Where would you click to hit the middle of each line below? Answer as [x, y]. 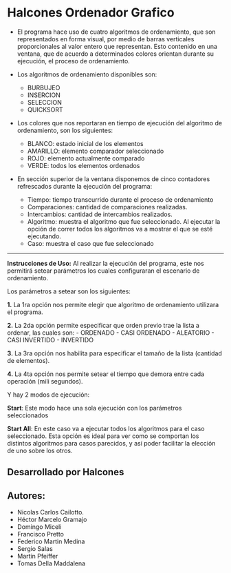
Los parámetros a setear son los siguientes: [69, 291]
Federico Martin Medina [51, 541]
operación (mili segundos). [45, 381]
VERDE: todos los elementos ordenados [84, 165]
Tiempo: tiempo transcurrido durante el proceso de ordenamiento [120, 199]
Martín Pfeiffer [37, 556]
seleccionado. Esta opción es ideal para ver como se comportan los [103, 436]
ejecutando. [44, 236]
